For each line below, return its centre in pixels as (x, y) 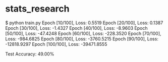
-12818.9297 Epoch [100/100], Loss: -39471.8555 (56, 44)
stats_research (37, 9)
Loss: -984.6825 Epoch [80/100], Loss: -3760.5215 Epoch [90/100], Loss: (82, 39)
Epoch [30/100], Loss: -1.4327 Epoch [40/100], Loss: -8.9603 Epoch (76, 28)
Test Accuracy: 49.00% (30, 54)
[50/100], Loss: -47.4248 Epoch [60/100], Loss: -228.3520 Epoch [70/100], (83, 33)
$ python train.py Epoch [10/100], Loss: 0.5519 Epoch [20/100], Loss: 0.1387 (84, 23)
